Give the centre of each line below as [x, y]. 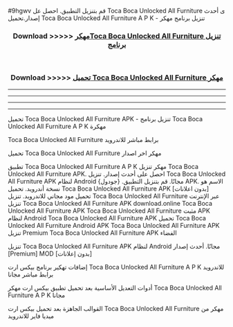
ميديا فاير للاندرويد [31, 316]
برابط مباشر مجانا [31, 274]
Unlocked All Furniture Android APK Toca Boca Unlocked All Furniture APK [114, 225]
